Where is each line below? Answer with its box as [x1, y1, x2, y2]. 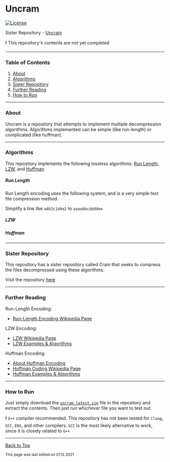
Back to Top [5, 442, 30, 448]
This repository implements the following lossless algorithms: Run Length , [5, 160, 159, 166]
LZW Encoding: [5, 325, 37, 331]
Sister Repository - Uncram [5, 29, 62, 35]
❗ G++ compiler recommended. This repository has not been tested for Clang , [5, 415, 163, 422]
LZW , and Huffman [5, 165, 45, 172]
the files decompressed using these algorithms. [5, 267, 105, 273]
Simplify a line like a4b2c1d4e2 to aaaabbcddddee [5, 205, 103, 212]
